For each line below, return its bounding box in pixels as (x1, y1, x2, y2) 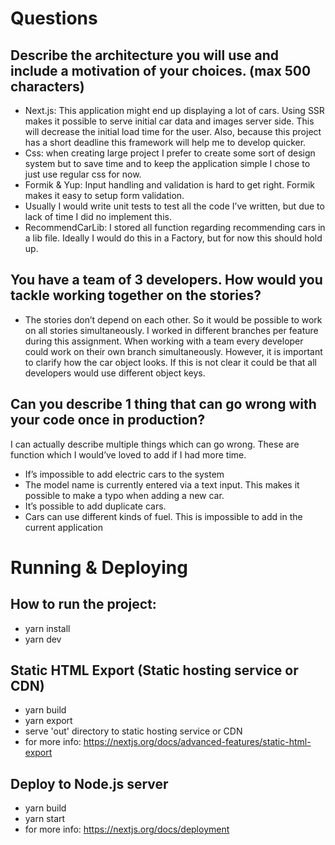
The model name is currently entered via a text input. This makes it (24, 478, 300, 491)
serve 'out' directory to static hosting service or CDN (24, 725, 243, 737)
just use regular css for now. (24, 168, 142, 180)
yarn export (24, 715, 73, 727)
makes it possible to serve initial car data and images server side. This (24, 115, 315, 127)
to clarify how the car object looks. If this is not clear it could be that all (24, 356, 317, 368)
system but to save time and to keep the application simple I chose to (24, 158, 311, 169)
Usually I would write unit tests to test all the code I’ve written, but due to (24, 200, 325, 212)
